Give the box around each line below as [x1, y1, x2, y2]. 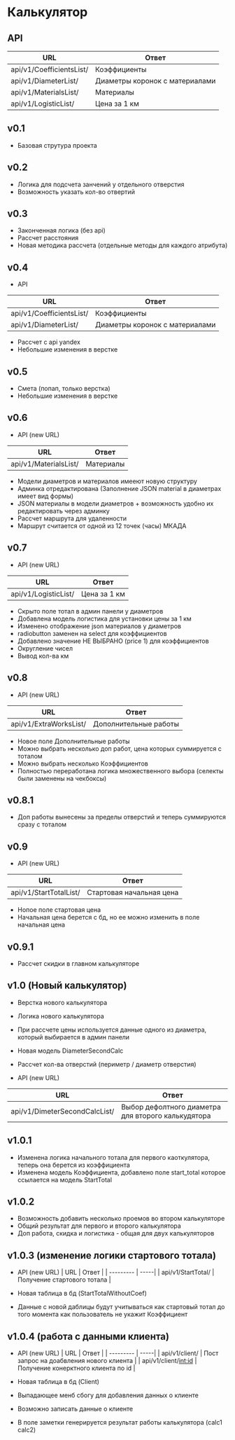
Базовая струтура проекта [17, 141, 98, 149]
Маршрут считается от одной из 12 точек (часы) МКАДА [17, 521, 187, 529]
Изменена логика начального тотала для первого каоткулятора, [17, 1153, 211, 1161]
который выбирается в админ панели [17, 1032, 130, 1041]
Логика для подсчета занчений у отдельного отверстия [17, 180, 185, 188]
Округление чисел [17, 644, 73, 652]
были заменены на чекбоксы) [17, 774, 107, 782]
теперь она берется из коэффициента [17, 1161, 131, 1169]
